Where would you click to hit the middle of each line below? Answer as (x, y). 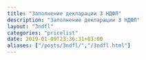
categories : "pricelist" (43, 33)
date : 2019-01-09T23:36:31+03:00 (55, 39)
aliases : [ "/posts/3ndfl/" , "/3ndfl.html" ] (69, 46)
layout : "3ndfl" (30, 26)
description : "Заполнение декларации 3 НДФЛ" (73, 20)
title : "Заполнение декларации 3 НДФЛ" (64, 13)
